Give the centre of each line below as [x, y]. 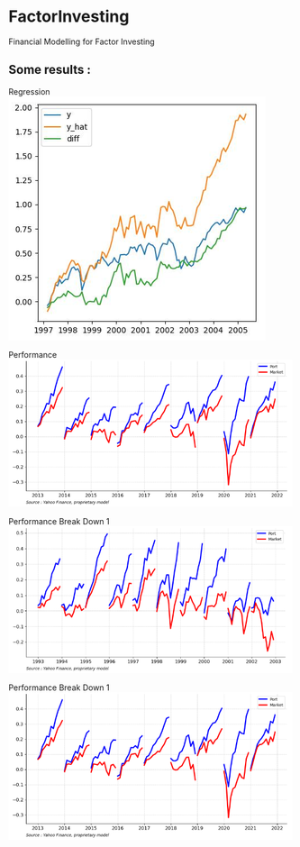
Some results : [50, 70]
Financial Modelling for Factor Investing [82, 41]
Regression [29, 91]
